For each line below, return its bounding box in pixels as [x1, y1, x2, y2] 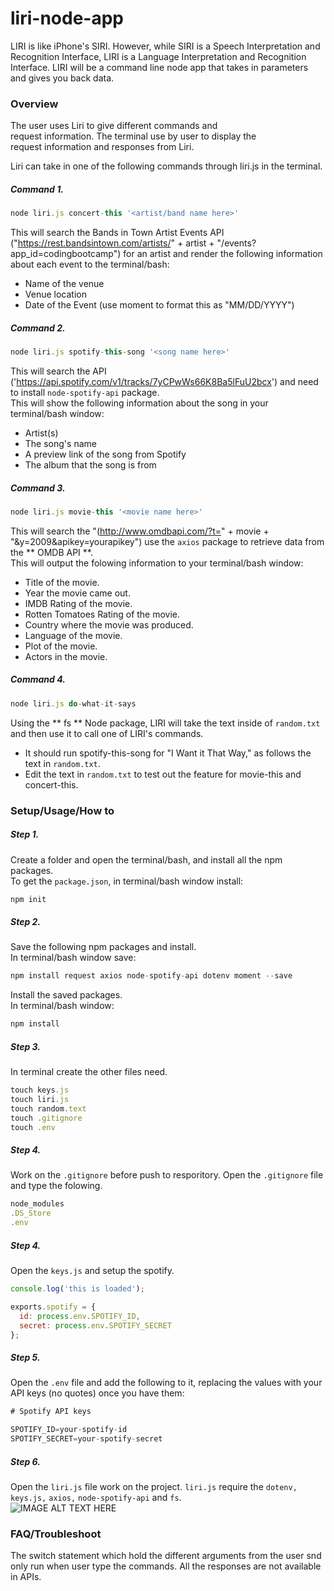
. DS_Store [10, 1208, 52, 1219]
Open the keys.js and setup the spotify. [10, 1265, 175, 1276]
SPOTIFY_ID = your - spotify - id [10, 1425, 128, 1435]
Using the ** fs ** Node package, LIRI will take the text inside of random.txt [10, 717, 321, 729]
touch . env [10, 1122, 56, 1132]
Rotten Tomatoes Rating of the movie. [24, 608, 181, 620]
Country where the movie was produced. [24, 618, 194, 631]
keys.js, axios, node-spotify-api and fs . [10, 1491, 182, 1503]
